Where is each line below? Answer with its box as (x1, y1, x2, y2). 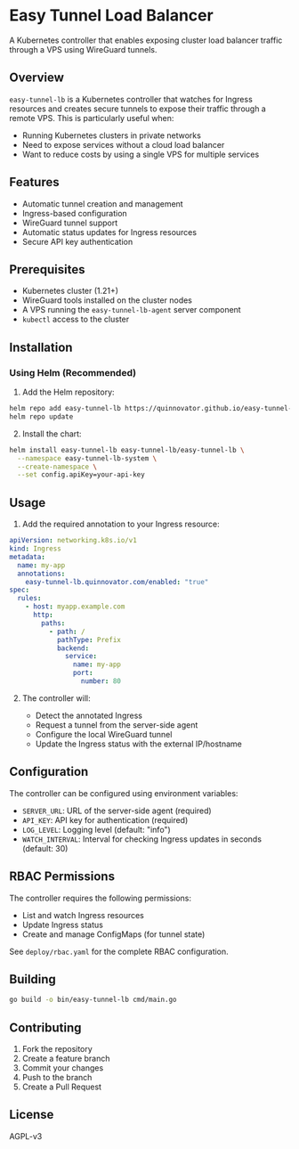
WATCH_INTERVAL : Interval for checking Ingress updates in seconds (21, 834, 263, 844)
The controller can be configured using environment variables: (9, 787, 238, 798)
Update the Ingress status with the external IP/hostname (35, 738, 243, 749)
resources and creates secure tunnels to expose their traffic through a (9, 103, 267, 114)
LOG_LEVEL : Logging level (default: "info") (21, 824, 171, 835)
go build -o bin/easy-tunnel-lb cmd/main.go (9, 995, 177, 1005)
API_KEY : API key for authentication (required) (21, 814, 189, 825)
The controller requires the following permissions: (9, 892, 192, 903)
